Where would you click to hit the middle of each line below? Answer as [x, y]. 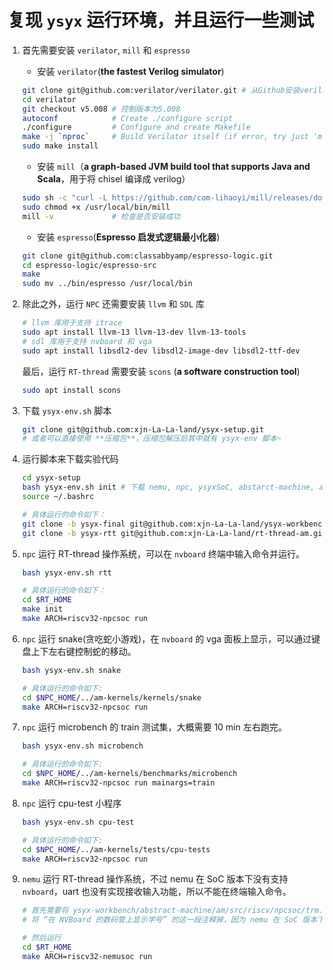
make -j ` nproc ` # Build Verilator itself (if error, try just [165, 137]
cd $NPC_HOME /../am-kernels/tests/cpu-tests [116, 849]
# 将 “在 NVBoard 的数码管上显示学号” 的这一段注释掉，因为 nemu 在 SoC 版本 [169, 920]
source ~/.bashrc [58, 497]
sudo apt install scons [71, 390]
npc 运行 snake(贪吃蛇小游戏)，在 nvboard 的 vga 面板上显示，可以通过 [166, 638]
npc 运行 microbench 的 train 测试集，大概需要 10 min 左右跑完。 [154, 727]
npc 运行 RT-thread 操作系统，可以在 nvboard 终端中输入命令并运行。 [163, 553]
